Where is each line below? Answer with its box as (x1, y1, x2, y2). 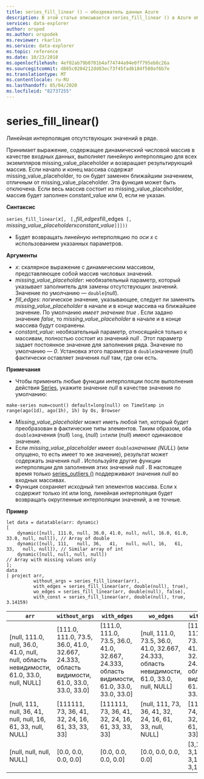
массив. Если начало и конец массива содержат (6, 166, 134, 173)
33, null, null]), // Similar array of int (6, 546, 123, 552)
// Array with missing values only (6, 556, 97, 563)
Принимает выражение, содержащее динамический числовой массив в (6, 146, 195, 153)
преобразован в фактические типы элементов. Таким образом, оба (15, 424, 192, 432)
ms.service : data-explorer (6, 43, 75, 49)
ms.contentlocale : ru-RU (6, 77, 69, 83)
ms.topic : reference (6, 49, 59, 55)
